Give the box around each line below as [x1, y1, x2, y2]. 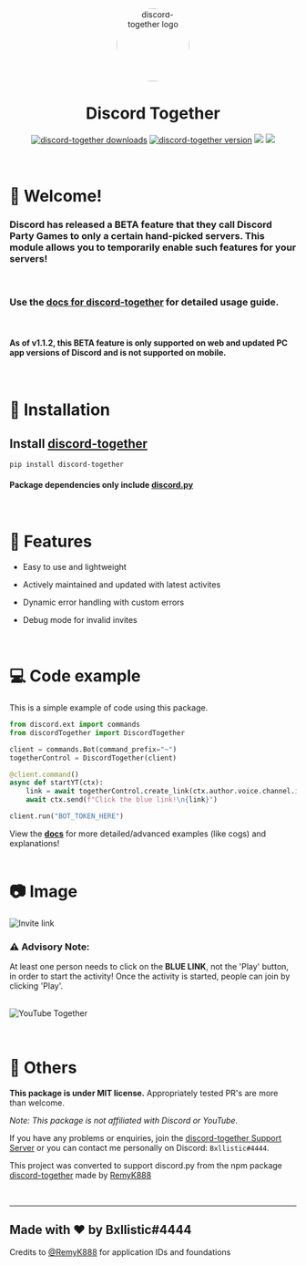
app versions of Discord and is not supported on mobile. [9, 348, 227, 358]
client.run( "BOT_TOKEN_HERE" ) [9, 812, 125, 821]
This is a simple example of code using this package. [9, 702, 209, 713]
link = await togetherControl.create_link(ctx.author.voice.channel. [25, 787, 296, 796]
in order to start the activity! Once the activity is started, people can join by [9, 970, 291, 982]
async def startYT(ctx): [9, 778, 104, 787]
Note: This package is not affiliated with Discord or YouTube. [9, 1116, 239, 1126]
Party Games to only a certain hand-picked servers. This [9, 230, 266, 243]
